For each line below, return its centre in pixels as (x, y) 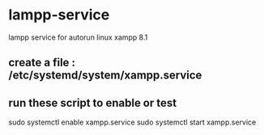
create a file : (42, 63)
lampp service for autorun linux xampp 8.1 (78, 37)
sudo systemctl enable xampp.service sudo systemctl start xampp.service (132, 122)
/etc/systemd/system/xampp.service (105, 76)
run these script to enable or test (92, 103)
